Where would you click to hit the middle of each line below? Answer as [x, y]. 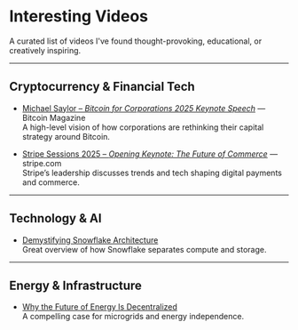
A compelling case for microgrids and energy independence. [133, 317]
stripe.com [42, 163]
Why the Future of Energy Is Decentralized [99, 307]
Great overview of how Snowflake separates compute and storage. [144, 249]
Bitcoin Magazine [54, 117]
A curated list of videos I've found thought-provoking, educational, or [136, 41]
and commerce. [51, 182]
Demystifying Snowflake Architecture [90, 240]
